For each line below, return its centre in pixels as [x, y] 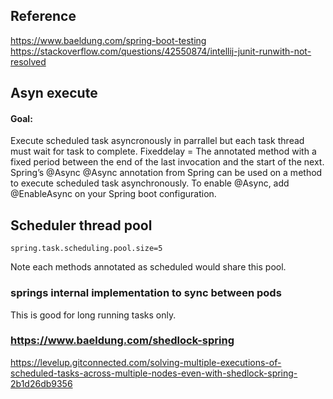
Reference [43, 16]
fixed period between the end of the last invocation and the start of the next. [167, 162]
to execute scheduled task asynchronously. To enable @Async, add [150, 183]
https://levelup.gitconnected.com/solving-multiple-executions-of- [146, 362]
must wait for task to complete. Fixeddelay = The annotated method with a [163, 151]
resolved [28, 61]
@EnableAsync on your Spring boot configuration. [113, 194]
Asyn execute [54, 93]
